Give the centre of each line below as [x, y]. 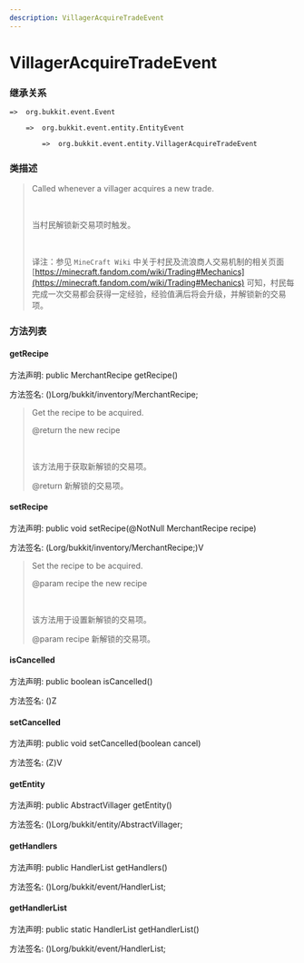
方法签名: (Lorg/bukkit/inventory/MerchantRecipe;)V [107, 547]
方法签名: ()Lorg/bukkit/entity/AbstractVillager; [96, 825]
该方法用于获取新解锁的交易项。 [91, 466]
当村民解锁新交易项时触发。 [83, 225]
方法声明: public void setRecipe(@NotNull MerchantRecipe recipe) [133, 528]
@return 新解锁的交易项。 [80, 486]
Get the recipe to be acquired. [88, 412]
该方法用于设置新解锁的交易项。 [91, 619]
